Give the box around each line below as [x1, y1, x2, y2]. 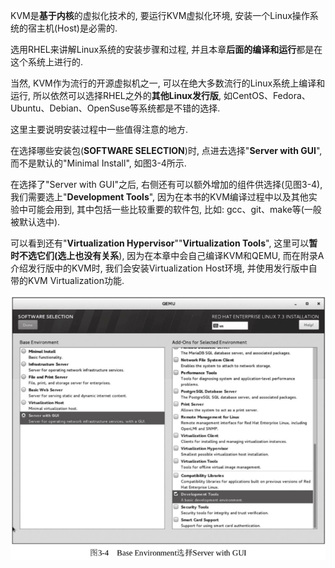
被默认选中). [10, 216, 61, 228]
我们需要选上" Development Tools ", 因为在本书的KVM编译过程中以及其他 [10, 191, 309, 203]
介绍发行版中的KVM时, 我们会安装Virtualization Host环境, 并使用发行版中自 [10, 262, 318, 274]
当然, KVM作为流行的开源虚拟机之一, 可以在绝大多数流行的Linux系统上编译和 [10, 77, 326, 89]
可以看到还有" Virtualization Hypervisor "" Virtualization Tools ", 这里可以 [10, 237, 310, 249]
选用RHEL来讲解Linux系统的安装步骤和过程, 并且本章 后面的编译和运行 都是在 [10, 44, 323, 55]
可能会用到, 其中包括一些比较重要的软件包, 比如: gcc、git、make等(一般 [27, 204, 322, 215]
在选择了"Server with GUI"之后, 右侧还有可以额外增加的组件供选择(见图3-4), [10, 179, 323, 190]
